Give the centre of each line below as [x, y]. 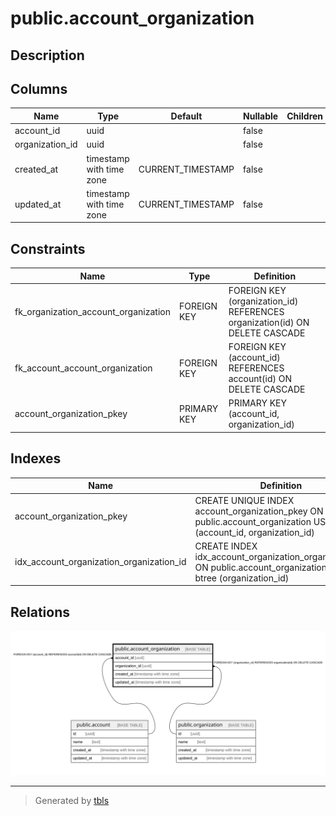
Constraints [48, 248]
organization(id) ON [269, 322]
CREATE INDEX [226, 546]
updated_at [38, 204]
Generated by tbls [72, 801]
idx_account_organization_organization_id [100, 562]
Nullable [261, 116]
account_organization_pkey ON [259, 511]
